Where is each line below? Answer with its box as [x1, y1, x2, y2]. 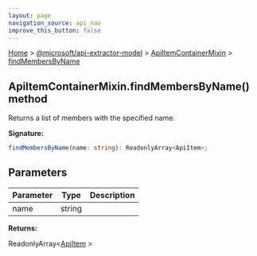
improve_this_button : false [8, 26, 102, 34]
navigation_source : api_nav [8, 19, 102, 27]
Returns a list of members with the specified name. [8, 113, 175, 123]
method [8, 92, 48, 106]
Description [89, 189, 135, 200]
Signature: [8, 129, 44, 138]
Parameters [8, 166, 68, 180]
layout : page [8, 11, 52, 20]
